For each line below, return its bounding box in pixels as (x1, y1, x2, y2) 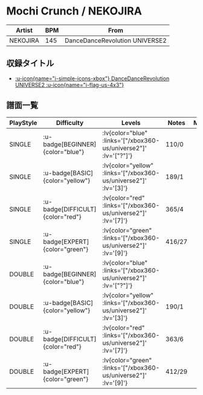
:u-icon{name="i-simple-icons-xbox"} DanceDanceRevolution (14, 74, 170, 82)
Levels (121, 118, 141, 127)
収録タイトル (6, 59, 54, 69)
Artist (16, 26, 33, 34)
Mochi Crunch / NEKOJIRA (6, 4, 142, 18)
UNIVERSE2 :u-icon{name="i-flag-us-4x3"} (14, 81, 124, 88)
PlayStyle (9, 118, 37, 127)
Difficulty (56, 118, 84, 127)
